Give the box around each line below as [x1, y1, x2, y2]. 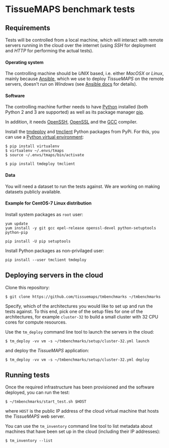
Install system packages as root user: [5, 211, 83, 217]
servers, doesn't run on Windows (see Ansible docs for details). [5, 81, 137, 87]
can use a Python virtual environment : [5, 134, 84, 140]
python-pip [5, 230, 28, 235]
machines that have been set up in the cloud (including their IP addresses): [5, 428, 160, 434]
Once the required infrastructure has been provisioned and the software [5, 384, 154, 390]
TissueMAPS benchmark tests [5, 4, 135, 15]
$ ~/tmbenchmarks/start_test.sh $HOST [5, 399, 87, 404]
